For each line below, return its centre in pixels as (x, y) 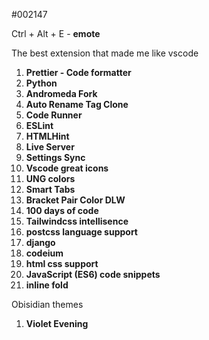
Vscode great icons (67, 168)
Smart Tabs (50, 189)
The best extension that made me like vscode (105, 53)
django (40, 242)
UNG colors (50, 178)
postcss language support (81, 232)
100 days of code (62, 210)
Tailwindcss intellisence (77, 221)
